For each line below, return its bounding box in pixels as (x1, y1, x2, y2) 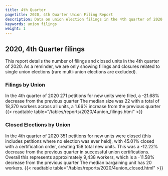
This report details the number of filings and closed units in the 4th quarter (5, 58, 159, 64)
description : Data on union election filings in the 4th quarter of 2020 (5, 17, 163, 22)
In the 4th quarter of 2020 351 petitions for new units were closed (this (5, 133, 151, 139)
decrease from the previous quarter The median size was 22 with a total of (5, 98, 159, 104)
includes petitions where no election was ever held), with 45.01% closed (5, 138, 154, 144)
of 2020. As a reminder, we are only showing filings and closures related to (5, 63, 160, 69)
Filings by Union (5, 81, 46, 88)
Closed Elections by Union (5, 121, 71, 128)
